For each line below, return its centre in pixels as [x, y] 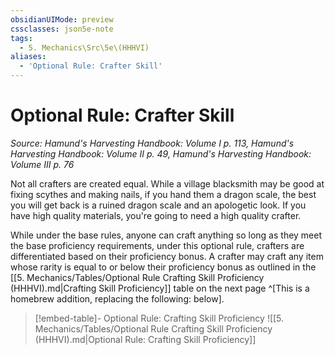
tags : [21, 38]
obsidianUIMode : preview [62, 19]
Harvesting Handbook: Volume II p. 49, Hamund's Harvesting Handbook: [161, 153]
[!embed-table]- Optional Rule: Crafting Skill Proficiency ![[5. [159, 318]
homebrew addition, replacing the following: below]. [117, 298]
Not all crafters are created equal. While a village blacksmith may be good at [167, 183]
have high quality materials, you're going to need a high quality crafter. [156, 215]
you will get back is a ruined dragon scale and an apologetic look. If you [158, 205]
